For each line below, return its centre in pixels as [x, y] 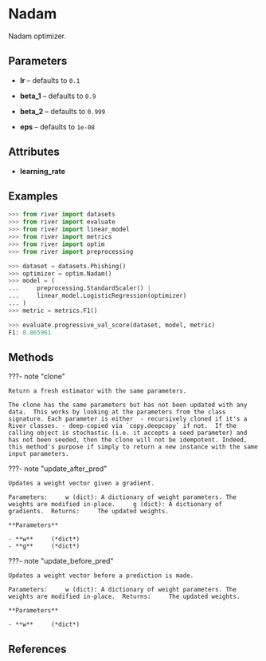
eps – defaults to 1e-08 [57, 127]
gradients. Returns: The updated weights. [89, 512]
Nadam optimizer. [37, 36]
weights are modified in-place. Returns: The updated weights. [124, 597]
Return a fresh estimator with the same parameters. [98, 391]
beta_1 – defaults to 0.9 [58, 96]
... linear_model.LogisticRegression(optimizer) [98, 296]
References [37, 649]
